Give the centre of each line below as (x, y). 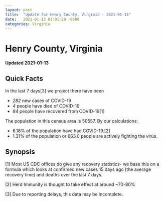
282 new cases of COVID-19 (42, 100)
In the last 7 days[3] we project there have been (55, 90)
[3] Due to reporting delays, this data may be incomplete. (64, 194)
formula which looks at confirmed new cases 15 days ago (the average (78, 169)
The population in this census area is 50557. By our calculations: (72, 121)
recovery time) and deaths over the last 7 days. (54, 174)
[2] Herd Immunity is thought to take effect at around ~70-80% (70, 184)
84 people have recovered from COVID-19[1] (58, 111)
